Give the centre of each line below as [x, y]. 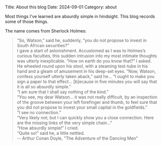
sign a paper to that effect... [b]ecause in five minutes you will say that [87, 81]
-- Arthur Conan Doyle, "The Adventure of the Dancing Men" [77, 138]
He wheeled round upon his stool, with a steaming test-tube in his [82, 66]
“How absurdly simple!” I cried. [48, 128]
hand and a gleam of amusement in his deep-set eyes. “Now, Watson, [86, 71]
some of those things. [27, 22]
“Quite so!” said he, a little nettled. [51, 133]
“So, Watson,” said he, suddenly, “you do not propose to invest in [82, 40]
